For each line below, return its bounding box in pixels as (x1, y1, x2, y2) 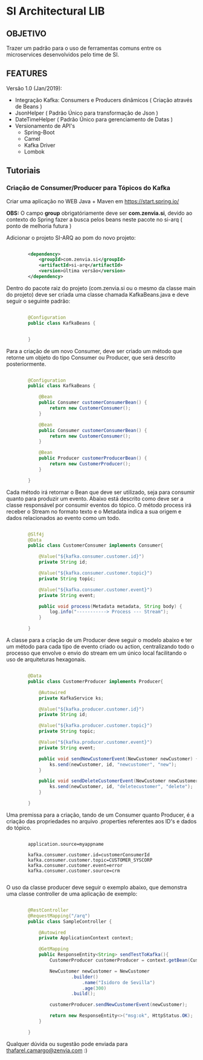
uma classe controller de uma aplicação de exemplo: (6, 890, 138, 897)
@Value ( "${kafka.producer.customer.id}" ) (38, 706, 145, 712)
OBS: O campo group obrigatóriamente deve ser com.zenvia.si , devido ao (6, 209, 193, 217)
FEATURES (6, 69, 48, 79)
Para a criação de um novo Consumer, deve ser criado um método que (6, 347, 182, 354)
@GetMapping (38, 946, 69, 952)
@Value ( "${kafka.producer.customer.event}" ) (38, 739, 153, 745)
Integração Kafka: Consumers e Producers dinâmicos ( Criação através (14, 96, 193, 104)
